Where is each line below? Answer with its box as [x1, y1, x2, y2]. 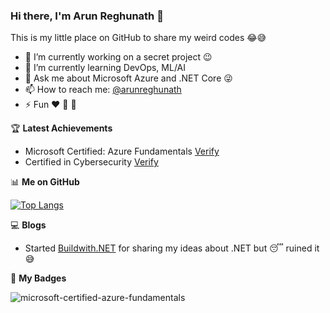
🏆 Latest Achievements [10, 122, 113, 134]
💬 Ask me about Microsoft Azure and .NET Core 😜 [24, 72, 233, 84]
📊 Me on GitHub [10, 176, 80, 188]
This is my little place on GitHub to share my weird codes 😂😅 [10, 32, 267, 44]
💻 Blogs [10, 219, 47, 231]
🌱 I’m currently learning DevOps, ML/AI [24, 62, 187, 74]
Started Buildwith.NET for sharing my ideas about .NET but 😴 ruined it [24, 242, 320, 254]
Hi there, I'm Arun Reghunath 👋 [10, 9, 164, 23]
